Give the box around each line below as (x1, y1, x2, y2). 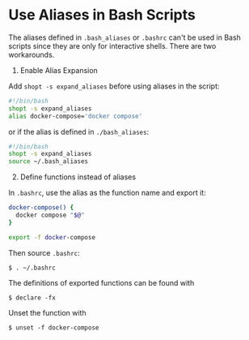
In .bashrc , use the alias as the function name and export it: (8, 188, 206, 198)
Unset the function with (8, 308, 87, 317)
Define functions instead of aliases (19, 172, 136, 182)
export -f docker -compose (8, 233, 95, 241)
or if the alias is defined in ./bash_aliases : (8, 127, 150, 136)
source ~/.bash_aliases (8, 157, 89, 166)
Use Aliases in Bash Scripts (8, 6, 196, 24)
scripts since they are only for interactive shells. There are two (8, 41, 217, 50)
